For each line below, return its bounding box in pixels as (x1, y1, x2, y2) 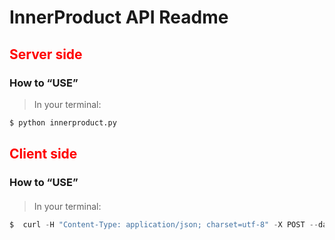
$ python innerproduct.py (9, 117, 117, 128)
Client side (9, 146, 78, 163)
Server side (9, 46, 83, 63)
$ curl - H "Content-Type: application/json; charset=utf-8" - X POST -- (9, 219, 319, 230)
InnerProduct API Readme (9, 6, 229, 29)
